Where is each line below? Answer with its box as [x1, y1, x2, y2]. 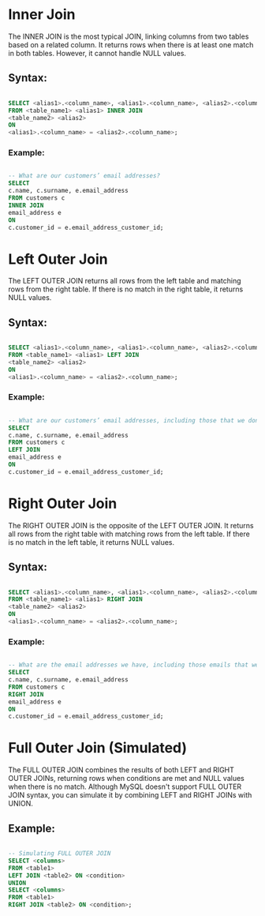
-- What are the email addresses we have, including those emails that [8, 661, 248, 669]
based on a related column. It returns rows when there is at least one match [8, 39, 254, 49]
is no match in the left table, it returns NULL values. [8, 537, 175, 546]
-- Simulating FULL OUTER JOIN [8, 850, 111, 858]
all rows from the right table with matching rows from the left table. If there [8, 529, 250, 539]
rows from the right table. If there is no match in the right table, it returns [8, 284, 244, 294]
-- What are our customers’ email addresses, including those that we [8, 416, 245, 424]
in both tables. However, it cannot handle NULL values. [8, 48, 187, 58]
